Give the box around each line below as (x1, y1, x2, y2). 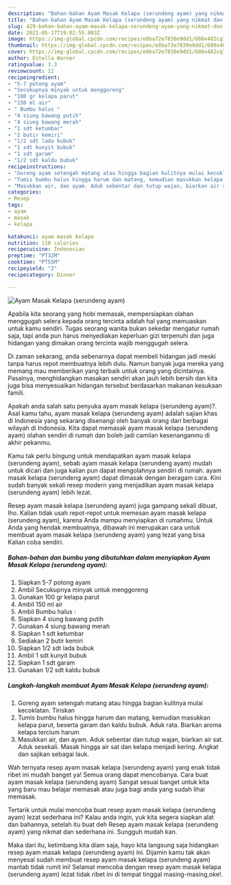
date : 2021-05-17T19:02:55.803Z (8, 29, 100, 36)
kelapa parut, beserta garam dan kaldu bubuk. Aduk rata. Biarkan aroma (17, 720, 222, 728)
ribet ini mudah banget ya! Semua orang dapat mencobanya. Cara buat (8, 770, 208, 779)
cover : (8, 49, 27, 56)
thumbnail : (8, 42, 39, 49)
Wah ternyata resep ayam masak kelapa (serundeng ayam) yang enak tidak (8, 763, 221, 771)
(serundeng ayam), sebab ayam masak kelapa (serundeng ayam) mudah (8, 459, 212, 467)
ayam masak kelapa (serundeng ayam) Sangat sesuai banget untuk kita (8, 777, 210, 786)
